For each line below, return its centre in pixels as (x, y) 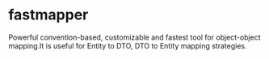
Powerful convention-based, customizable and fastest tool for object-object (134, 37)
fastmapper (48, 15)
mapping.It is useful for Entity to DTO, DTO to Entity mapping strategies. (128, 45)
